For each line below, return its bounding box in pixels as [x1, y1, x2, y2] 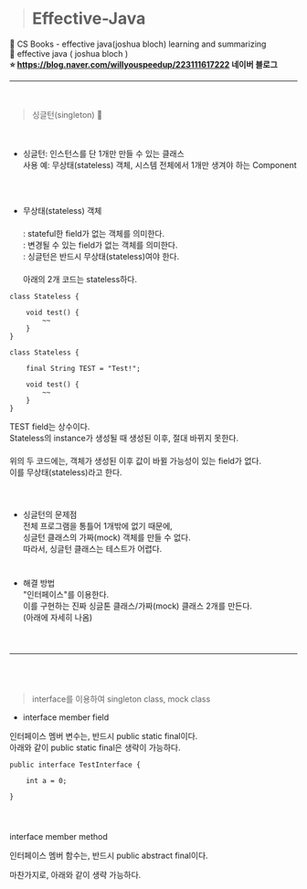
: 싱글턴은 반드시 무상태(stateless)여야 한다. [22, 250, 180, 261]
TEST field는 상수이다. [9, 420, 90, 432]
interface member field [22, 712, 110, 723]
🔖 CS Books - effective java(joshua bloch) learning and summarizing [9, 38, 267, 49]
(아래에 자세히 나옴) [22, 611, 93, 622]
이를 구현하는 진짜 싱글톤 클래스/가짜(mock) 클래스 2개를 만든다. [22, 600, 253, 611]
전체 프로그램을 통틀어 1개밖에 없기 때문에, [22, 520, 174, 531]
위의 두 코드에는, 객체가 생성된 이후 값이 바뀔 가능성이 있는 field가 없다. [9, 455, 262, 466]
